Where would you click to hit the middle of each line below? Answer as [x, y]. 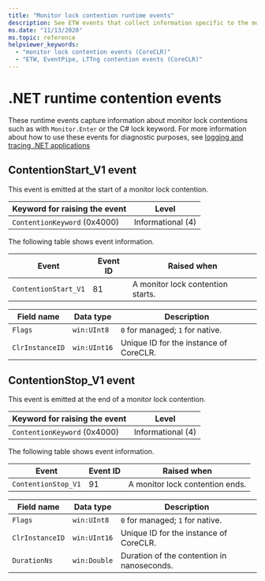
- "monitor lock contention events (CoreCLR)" [93, 52]
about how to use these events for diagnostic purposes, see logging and [126, 137]
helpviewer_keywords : [44, 45]
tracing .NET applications [49, 145]
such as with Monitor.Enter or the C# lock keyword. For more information [127, 128]
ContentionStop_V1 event [72, 380]
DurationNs [32, 561]
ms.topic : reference [42, 37]
